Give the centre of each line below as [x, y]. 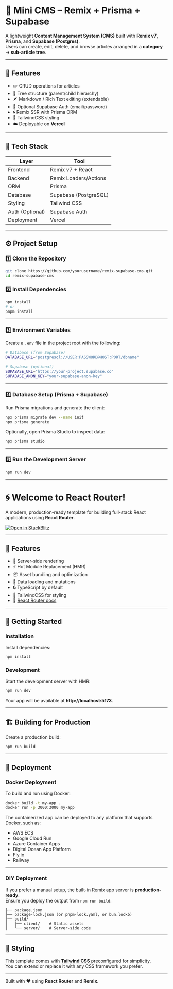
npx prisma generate [28, 422]
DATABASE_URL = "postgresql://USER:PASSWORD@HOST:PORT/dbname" [72, 357]
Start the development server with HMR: [48, 681]
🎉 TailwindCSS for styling [40, 595]
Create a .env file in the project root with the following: [63, 343]
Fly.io [19, 855]
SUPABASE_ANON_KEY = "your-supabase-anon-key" [54, 376]
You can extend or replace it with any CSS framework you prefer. [74, 966]
